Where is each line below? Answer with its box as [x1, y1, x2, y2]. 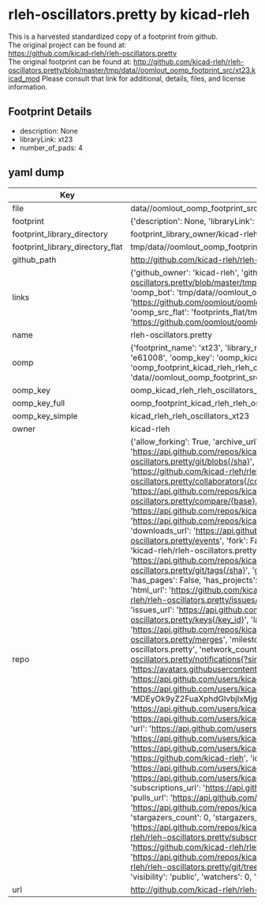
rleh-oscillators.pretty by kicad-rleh [8, 6, 250, 24]
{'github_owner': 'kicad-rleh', [129, 267, 240, 278]
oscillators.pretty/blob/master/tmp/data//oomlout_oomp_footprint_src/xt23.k [8, 65, 256, 74]
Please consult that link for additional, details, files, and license [41, 74, 246, 83]
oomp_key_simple [12, 410, 78, 421]
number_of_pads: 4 [19, 142, 83, 152]
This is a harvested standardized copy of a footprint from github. [8, 32, 218, 41]
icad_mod [8, 74, 41, 83]
